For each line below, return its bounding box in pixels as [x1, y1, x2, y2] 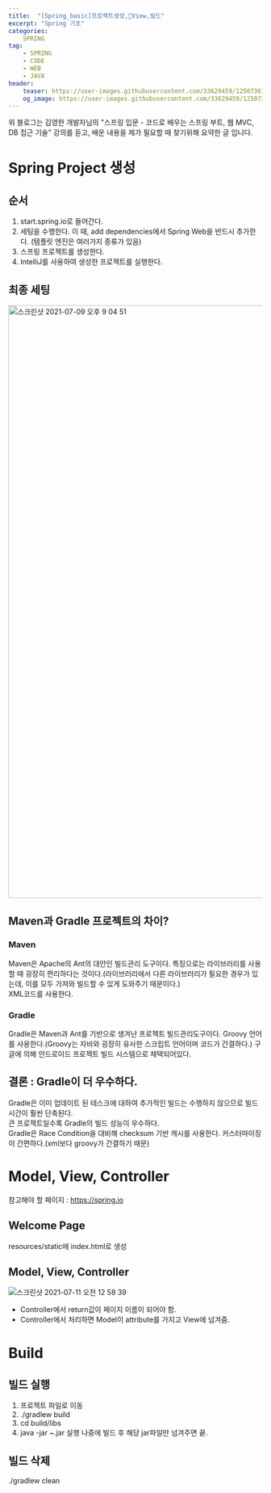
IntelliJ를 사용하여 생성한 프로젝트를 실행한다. [19, 257, 163, 267]
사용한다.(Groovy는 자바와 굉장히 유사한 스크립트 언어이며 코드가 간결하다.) [16, 1039, 252, 1049]
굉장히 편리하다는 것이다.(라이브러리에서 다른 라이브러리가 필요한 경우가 [25, 969, 250, 978]
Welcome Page [8, 1219, 86, 1233]
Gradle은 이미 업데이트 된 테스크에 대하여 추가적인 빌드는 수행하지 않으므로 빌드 [8, 1098, 259, 1108]
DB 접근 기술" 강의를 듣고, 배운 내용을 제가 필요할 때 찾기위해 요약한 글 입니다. [8, 128, 253, 137]
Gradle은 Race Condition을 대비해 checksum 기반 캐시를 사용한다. [8, 1128, 221, 1138]
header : [8, 79, 35, 87]
